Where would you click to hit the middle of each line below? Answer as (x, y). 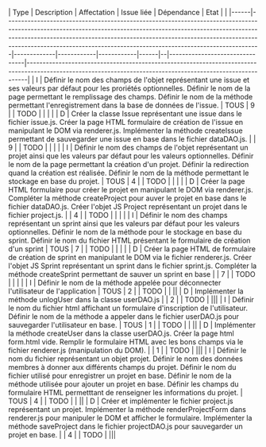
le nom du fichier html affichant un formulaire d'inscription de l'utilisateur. (128, 308)
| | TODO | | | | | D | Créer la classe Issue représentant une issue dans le (125, 114)
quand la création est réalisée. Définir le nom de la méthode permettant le (129, 173)
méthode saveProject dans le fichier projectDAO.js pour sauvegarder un (126, 426)
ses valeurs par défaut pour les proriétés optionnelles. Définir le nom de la (129, 88)
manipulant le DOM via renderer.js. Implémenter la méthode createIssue (126, 130)
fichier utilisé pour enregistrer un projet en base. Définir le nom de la (120, 375)
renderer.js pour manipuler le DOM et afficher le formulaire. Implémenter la (130, 418)
